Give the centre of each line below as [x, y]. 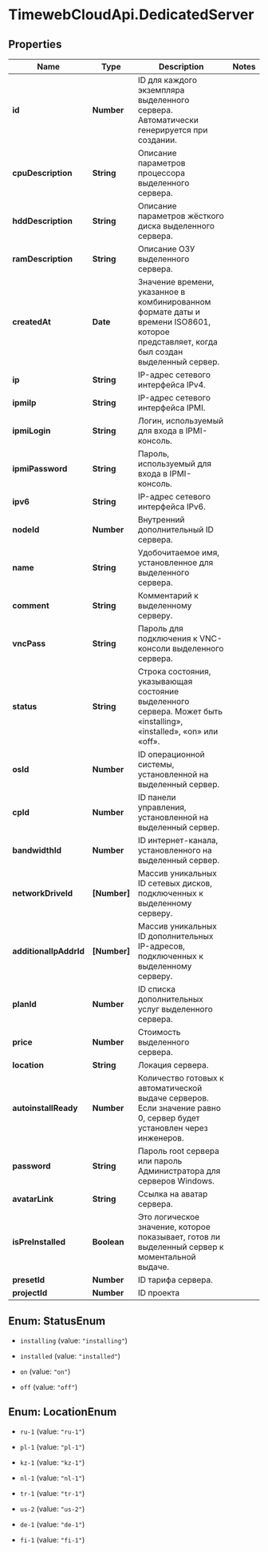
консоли [154, 649]
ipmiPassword [40, 469]
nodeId [26, 529]
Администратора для [179, 1171]
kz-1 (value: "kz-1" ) [52, 1462]
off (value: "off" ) [49, 1387]
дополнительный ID [175, 529]
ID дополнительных [175, 936]
